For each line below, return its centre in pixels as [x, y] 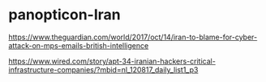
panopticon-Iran [65, 15]
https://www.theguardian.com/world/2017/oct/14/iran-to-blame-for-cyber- [133, 37]
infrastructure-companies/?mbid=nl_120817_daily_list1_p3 [103, 69]
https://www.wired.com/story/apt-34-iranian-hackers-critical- [112, 61]
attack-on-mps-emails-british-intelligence [79, 45]
